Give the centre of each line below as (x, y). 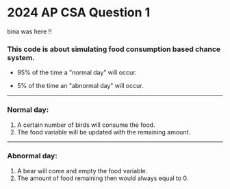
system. (21, 57)
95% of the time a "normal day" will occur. (77, 72)
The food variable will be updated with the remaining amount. (103, 132)
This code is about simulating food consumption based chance (114, 49)
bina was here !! (30, 31)
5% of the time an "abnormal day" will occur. (80, 86)
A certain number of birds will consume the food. (86, 125)
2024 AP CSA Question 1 (79, 13)
